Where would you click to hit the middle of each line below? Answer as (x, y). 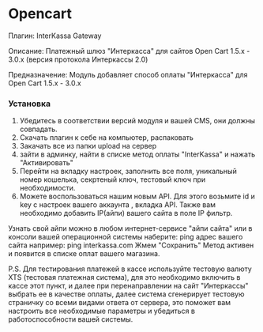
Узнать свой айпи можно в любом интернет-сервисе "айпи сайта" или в (130, 228)
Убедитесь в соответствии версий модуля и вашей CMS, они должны (137, 121)
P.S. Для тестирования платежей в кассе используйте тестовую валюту (130, 269)
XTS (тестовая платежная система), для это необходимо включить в (124, 277)
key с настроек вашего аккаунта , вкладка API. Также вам (117, 205)
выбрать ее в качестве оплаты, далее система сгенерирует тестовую (126, 294)
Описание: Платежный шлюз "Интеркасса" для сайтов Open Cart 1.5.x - (129, 51)
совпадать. (38, 129)
